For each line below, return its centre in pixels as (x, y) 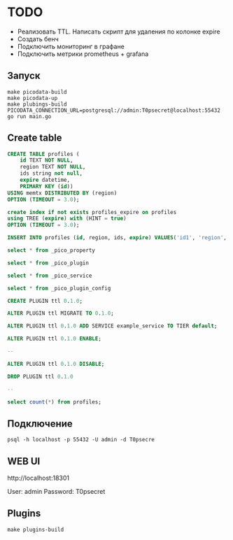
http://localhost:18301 (38, 478)
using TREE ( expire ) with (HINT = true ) (67, 219)
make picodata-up (33, 98)
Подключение (40, 424)
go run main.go (29, 116)
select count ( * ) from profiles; (54, 402)
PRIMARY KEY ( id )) (47, 186)
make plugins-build (36, 530)
